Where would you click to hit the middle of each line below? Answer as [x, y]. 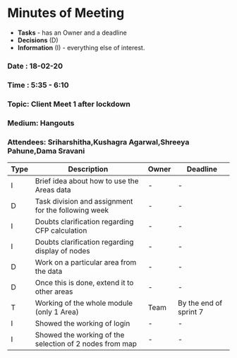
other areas [54, 291]
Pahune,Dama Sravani [46, 151]
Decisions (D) [38, 40]
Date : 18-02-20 [35, 66]
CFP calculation [61, 230]
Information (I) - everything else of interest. [81, 47]
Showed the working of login [83, 323]
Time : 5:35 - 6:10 [38, 85]
